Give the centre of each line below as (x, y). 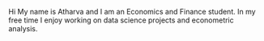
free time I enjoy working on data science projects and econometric (121, 20)
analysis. (23, 29)
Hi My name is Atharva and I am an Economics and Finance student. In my (132, 12)
